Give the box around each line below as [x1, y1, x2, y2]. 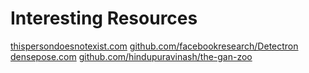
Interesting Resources [10, 7, 198, 30]
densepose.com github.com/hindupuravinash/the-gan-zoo [10, 50, 253, 62]
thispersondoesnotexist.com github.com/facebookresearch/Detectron [10, 40, 299, 52]
